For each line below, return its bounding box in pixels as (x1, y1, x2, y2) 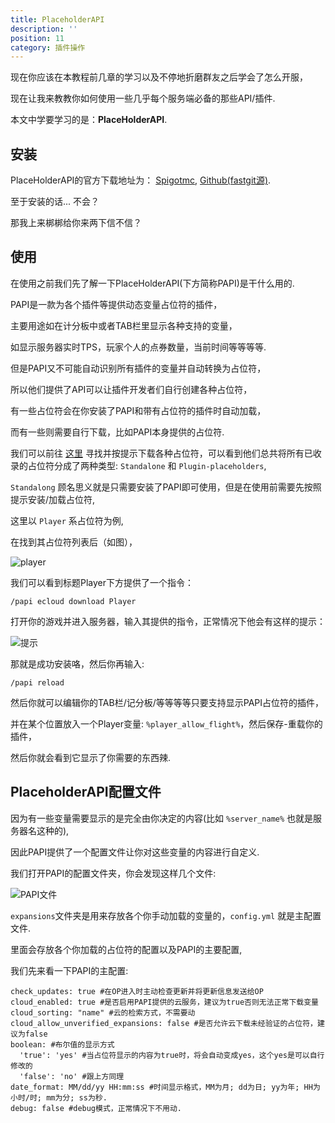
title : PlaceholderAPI (10, 14, 105, 25)
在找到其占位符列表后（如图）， (10, 536, 138, 548)
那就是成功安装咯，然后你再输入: (10, 657, 145, 670)
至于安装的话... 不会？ (10, 196, 100, 208)
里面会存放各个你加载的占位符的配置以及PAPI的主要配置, (10, 943, 243, 955)
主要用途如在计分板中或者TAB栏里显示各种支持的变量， (10, 319, 238, 331)
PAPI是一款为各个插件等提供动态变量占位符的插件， (10, 298, 223, 310)
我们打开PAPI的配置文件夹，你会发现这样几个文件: (10, 867, 217, 879)
